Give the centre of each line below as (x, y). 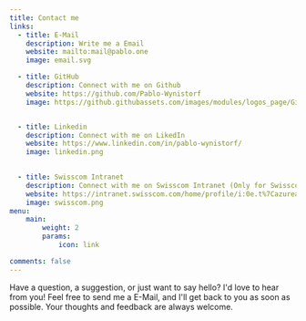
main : (36, 220)
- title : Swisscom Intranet (71, 177)
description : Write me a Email (85, 43)
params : (56, 237)
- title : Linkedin (53, 127)
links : (22, 26)
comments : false (40, 261)
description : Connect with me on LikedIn (105, 135)
